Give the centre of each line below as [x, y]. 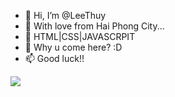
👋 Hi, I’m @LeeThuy [65, 15]
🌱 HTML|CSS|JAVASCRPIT [80, 36]
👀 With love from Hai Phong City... [94, 26]
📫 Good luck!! [54, 58]
